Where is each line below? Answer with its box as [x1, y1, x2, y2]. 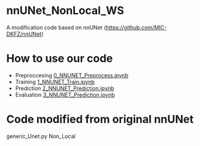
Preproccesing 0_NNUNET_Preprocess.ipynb [15, 71, 129, 79]
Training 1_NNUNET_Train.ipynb [15, 78, 95, 85]
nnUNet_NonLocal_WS [6, 4, 124, 18]
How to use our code [6, 52, 113, 66]
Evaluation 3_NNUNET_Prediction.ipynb [15, 91, 115, 98]
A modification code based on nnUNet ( [6, 24, 106, 31]
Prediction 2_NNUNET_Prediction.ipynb [15, 85, 115, 92]
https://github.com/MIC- [105, 24, 167, 31]
